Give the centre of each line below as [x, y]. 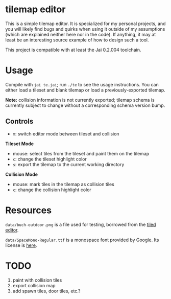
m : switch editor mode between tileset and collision [66, 133]
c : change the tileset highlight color [50, 159]
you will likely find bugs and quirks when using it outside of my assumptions [85, 29]
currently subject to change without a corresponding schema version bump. [85, 105]
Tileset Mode [20, 144]
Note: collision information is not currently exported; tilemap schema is [80, 100]
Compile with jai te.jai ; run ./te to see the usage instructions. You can [82, 84]
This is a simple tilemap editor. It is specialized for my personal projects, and [86, 24]
